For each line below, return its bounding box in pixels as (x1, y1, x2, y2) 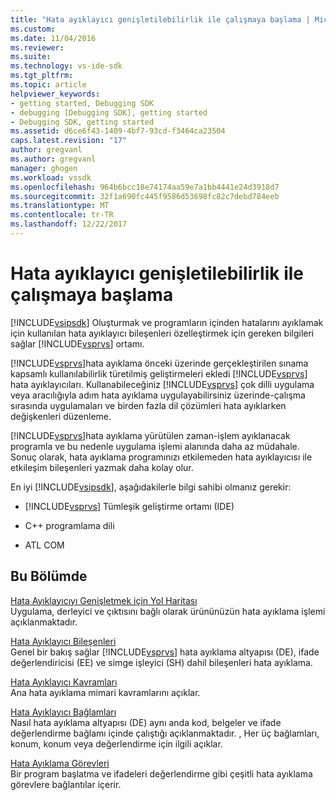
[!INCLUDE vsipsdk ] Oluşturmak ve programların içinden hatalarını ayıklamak (10, 316, 324, 328)
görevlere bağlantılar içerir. (10, 778, 122, 790)
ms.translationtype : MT (10, 201, 110, 211)
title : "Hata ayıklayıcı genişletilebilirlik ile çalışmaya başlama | (10, 14, 311, 25)
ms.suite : (10, 52, 52, 62)
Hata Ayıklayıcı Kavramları (10, 676, 118, 688)
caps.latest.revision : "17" (10, 136, 128, 146)
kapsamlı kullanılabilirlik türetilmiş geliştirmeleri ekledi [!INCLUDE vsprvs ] (10, 367, 308, 380)
